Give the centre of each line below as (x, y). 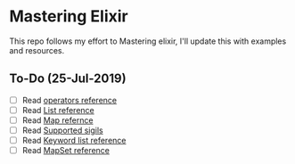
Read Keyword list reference (74, 140)
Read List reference (58, 110)
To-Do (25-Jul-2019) (68, 79)
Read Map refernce (57, 120)
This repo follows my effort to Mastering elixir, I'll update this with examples (148, 41)
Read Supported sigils (63, 130)
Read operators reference (70, 100)
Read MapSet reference (66, 151)
